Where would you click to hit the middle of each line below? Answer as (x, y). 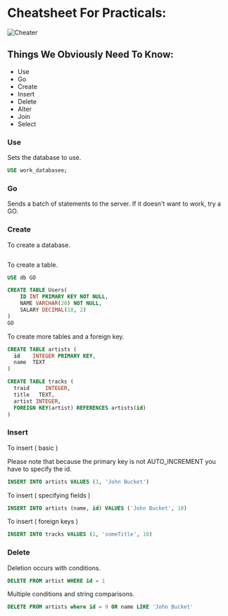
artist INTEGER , (37, 401)
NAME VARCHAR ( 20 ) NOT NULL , (61, 303)
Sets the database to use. (44, 158)
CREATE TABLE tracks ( (40, 382)
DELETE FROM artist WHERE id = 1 (56, 581)
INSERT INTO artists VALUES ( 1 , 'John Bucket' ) (78, 482)
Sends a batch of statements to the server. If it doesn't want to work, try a (114, 204)
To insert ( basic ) (33, 448)
